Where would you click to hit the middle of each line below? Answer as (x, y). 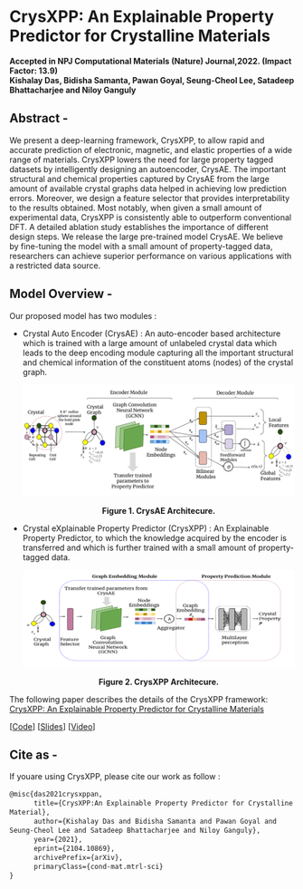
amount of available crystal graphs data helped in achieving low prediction (148, 188)
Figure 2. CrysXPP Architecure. (159, 681)
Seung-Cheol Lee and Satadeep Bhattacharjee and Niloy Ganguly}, (135, 831)
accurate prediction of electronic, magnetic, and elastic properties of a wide (151, 150)
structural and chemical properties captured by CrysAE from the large (139, 179)
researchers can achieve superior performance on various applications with (151, 256)
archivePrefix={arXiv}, (78, 858)
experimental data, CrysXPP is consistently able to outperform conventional (151, 217)
